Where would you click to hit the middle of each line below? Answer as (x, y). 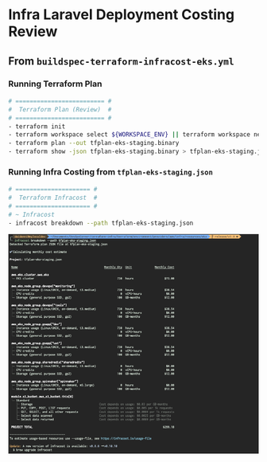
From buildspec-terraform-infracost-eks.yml (121, 61)
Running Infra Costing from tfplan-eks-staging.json (110, 171)
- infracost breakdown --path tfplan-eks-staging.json (101, 223)
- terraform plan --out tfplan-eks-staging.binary (94, 143)
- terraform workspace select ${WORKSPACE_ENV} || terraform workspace (129, 135)
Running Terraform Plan (55, 84)
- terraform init (37, 126)
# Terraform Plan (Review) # (60, 109)
